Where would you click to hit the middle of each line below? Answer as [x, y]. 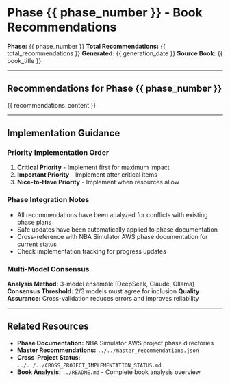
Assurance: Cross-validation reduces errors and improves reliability [103, 299]
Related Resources [48, 326]
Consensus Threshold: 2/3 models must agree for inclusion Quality [103, 291]
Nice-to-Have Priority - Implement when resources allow [98, 182]
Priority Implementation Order [58, 153]
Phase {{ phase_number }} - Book [105, 13]
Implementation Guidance [64, 133]
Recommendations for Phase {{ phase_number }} [115, 89]
